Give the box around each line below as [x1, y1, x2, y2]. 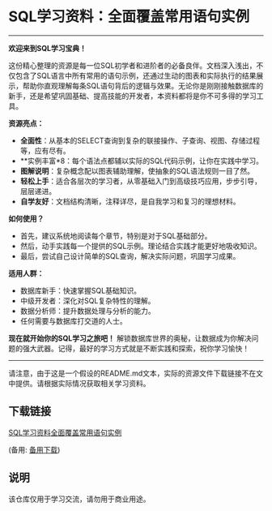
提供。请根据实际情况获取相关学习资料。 [15, 378, 151, 388]
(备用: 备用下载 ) [8, 444, 61, 454]
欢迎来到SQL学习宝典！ [8, 43, 87, 53]
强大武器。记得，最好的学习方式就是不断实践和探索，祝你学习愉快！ [22, 343, 249, 353]
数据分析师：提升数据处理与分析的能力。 [19, 306, 155, 316]
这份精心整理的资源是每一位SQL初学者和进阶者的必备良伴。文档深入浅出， [8, 60, 257, 70]
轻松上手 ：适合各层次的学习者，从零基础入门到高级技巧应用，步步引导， [19, 176, 261, 186]
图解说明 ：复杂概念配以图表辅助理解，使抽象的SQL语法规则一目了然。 [19, 165, 255, 175]
